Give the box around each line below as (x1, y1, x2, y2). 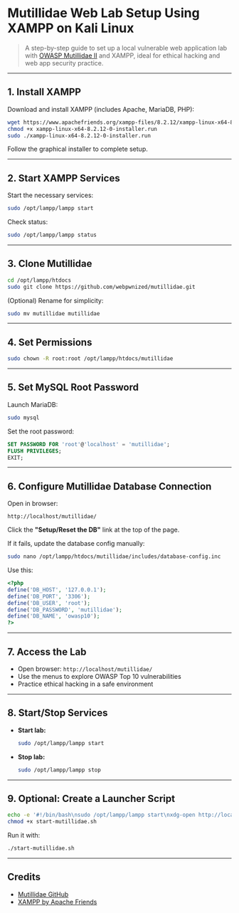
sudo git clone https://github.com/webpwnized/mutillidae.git (7, 283, 196, 290)
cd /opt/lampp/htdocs (7, 276, 72, 284)
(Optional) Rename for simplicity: (7, 296, 104, 305)
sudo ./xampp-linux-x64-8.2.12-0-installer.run (7, 132, 152, 139)
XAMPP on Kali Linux (7, 20, 134, 36)
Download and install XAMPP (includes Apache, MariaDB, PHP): (7, 105, 194, 113)
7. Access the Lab (7, 645, 87, 658)
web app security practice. (24, 58, 104, 67)
